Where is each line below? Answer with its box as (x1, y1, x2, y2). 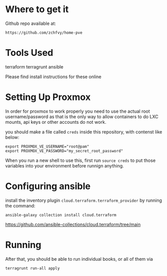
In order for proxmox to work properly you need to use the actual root (5, 108, 150, 114)
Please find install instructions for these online (5, 74, 102, 80)
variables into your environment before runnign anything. (5, 162, 124, 168)
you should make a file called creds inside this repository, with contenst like (5, 128, 162, 135)
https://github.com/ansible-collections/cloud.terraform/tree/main (5, 221, 141, 227)
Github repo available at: (5, 20, 57, 26)
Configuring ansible (5, 181, 91, 192)
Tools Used (5, 47, 54, 59)
